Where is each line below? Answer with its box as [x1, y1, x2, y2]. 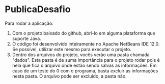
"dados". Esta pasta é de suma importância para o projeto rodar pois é [12, 57, 160, 63]
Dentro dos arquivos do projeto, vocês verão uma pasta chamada [12, 52, 150, 58]
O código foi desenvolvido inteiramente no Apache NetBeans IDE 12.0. [12, 40, 160, 47]
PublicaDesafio [5, 4, 71, 15]
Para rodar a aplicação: [5, 20, 54, 26]
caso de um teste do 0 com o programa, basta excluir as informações [12, 67, 158, 74]
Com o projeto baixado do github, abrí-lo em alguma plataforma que [12, 30, 156, 36]
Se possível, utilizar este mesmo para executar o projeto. [12, 46, 132, 52]
